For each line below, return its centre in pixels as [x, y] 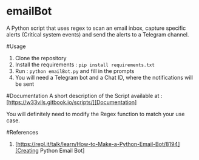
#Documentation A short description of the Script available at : [84, 96]
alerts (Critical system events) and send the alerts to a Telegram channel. [98, 34]
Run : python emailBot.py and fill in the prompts [75, 71]
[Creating [27, 150]
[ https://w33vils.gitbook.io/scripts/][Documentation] [72, 102]
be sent [25, 84]
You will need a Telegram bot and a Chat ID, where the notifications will [104, 77]
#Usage [16, 46]
